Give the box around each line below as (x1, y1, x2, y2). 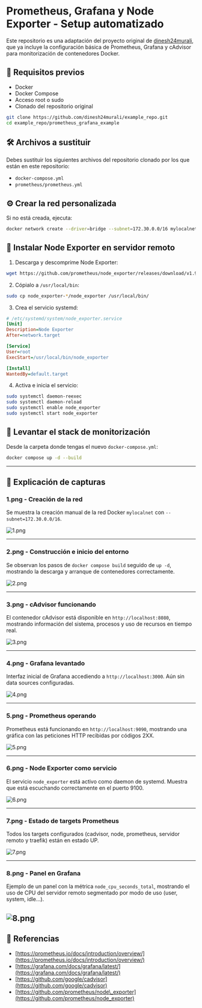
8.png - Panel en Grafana (6, 869, 81, 878)
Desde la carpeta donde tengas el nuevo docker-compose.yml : (6, 443, 158, 450)
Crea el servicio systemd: (14, 303, 78, 311)
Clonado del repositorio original (14, 103, 93, 110)
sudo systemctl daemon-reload (6, 399, 82, 405)
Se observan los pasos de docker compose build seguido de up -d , (6, 561, 171, 568)
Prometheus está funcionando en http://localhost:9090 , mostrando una (6, 725, 188, 732)
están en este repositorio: (6, 163, 70, 170)
